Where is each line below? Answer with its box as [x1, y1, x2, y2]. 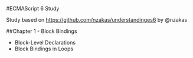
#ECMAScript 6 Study [6, 5, 60, 12]
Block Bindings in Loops [14, 45, 74, 52]
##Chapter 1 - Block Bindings [6, 28, 78, 35]
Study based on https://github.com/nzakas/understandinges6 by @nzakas [6, 16, 188, 23]
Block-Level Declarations [14, 39, 76, 46]
